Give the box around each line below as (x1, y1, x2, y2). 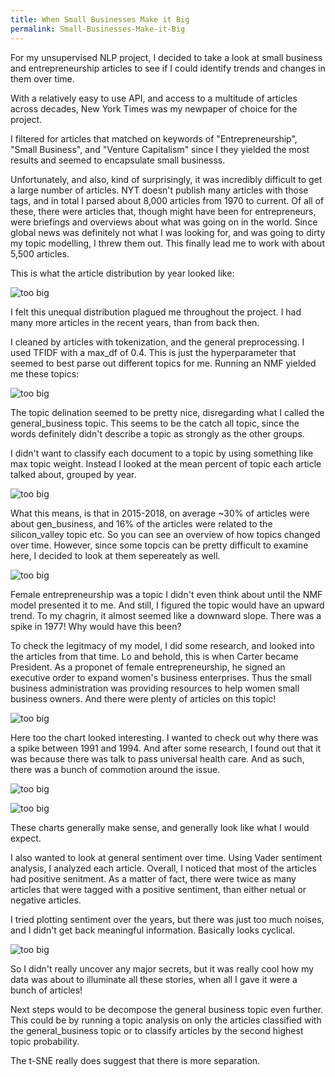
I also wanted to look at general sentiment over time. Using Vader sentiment (10, 851, 323, 863)
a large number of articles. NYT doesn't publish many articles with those (10, 184, 309, 196)
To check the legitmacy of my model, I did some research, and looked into (10, 639, 315, 651)
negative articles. (10, 894, 82, 906)
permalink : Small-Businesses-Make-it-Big (10, 24, 186, 34)
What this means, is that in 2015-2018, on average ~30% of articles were (10, 507, 310, 519)
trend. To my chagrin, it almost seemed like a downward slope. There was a (10, 609, 322, 621)
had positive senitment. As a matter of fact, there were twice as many (10, 872, 297, 885)
